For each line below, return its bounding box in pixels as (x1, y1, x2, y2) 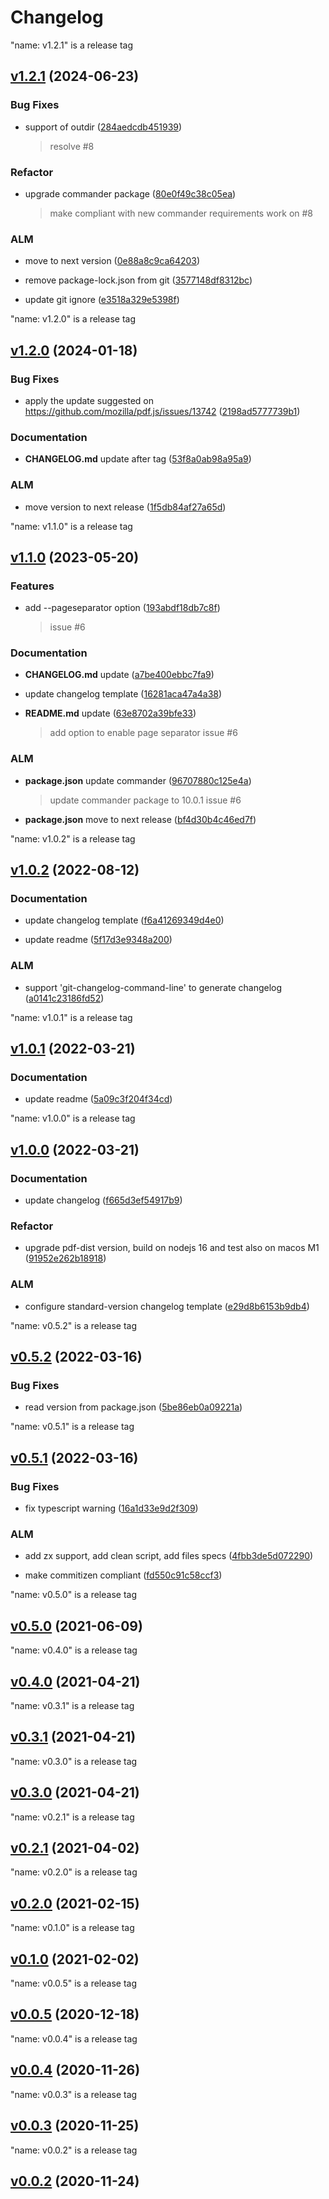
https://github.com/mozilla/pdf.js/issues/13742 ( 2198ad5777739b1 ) (24, 405, 301, 417)
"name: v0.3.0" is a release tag (10, 1755, 138, 1767)
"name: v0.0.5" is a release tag (10, 1977, 138, 1990)
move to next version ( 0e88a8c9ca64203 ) (24, 255, 201, 267)
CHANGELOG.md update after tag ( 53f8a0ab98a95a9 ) (24, 453, 252, 465)
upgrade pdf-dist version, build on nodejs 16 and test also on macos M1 (24, 1242, 320, 1254)
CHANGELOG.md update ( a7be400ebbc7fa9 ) (24, 669, 215, 681)
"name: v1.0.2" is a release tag (10, 832, 136, 845)
